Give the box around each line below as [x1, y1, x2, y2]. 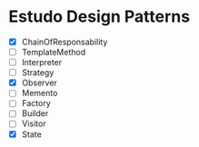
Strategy [21, 67, 55, 78]
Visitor [21, 118, 46, 129]
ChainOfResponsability [21, 36, 108, 47]
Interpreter [21, 57, 63, 68]
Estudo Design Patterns [8, 6, 191, 27]
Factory [21, 98, 51, 109]
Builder [21, 108, 49, 119]
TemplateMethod [21, 47, 86, 57]
